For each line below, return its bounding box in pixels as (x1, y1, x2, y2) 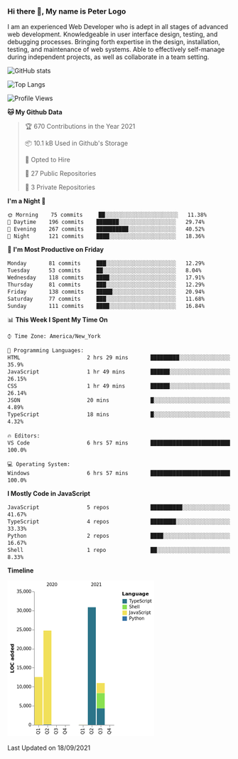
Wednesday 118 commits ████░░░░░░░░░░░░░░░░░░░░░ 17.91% (7, 274, 205, 282)
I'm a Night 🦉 (7, 197, 46, 206)
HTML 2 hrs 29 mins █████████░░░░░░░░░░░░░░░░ (7, 354, 231, 361)
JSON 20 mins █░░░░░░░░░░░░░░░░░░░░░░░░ (7, 397, 231, 404)
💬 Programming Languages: (7, 347, 84, 354)
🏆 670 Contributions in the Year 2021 (24, 122, 136, 131)
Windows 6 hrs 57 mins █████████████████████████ (7, 469, 231, 477)
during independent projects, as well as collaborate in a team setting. (7, 53, 210, 61)
